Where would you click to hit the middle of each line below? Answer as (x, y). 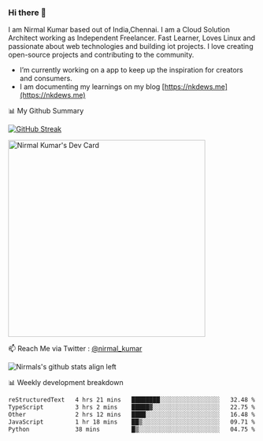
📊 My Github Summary (46, 111)
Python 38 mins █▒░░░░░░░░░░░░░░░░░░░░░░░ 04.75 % (132, 429)
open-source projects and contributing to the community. (101, 55)
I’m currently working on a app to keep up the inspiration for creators (131, 70)
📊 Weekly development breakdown (66, 383)
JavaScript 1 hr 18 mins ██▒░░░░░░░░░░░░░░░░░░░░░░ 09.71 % (132, 422)
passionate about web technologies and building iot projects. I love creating (131, 46)
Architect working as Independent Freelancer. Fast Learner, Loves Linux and (132, 38)
